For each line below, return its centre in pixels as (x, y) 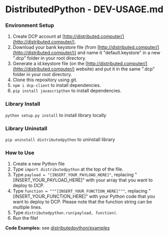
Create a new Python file (39, 164)
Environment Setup (30, 26)
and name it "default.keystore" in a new (119, 53)
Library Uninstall (26, 128)
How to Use (20, 153)
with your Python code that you (122, 196)
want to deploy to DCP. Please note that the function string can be (82, 202)
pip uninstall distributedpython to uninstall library (60, 139)
